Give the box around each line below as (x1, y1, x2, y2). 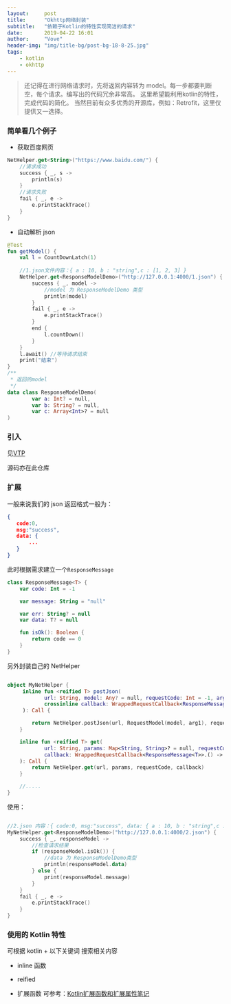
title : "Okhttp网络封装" (7, 17, 89, 23)
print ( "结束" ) (19, 357, 58, 364)
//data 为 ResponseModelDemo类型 (43, 854, 137, 862)
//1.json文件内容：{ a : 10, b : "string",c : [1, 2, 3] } (19, 267, 187, 274)
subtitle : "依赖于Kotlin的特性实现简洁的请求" (7, 23, 135, 30)
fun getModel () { (7, 248, 57, 255)
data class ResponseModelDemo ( (7, 389, 97, 396)
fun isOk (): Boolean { (19, 629, 85, 636)
